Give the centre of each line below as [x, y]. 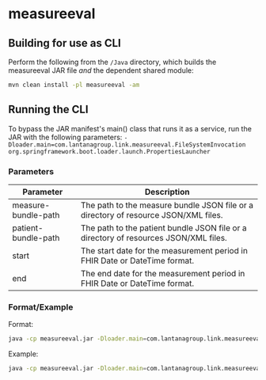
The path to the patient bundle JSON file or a [163, 228]
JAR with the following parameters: [65, 137]
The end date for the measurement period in [163, 273]
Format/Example [41, 307]
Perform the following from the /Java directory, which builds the [112, 62]
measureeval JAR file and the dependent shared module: [101, 70]
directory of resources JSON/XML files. [154, 237]
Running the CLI [48, 110]
